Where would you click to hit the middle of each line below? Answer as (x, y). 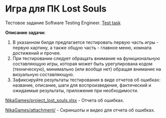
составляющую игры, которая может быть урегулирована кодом (82, 64)
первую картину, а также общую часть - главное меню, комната (82, 47)
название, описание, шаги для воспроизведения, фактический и (82, 85)
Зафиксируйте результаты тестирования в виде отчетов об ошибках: (87, 80)
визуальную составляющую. (43, 74)
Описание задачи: (26, 32)
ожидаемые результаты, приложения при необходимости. (75, 90)
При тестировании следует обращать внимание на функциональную (86, 58)
